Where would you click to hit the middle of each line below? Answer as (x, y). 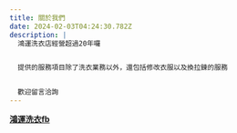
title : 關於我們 (37, 18)
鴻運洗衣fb (30, 119)
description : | (38, 35)
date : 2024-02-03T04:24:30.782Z (71, 26)
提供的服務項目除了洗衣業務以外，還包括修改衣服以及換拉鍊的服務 (123, 68)
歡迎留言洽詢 (38, 92)
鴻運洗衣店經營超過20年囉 (59, 43)
